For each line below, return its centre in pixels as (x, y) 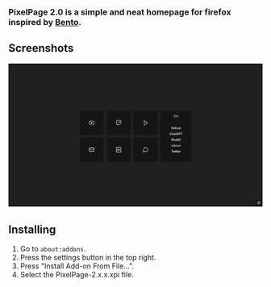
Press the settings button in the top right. (88, 258)
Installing (32, 229)
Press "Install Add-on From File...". (77, 266)
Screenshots (41, 48)
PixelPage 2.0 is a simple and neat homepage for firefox (120, 12)
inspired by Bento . (45, 22)
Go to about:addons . (53, 249)
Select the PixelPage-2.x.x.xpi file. (77, 275)
